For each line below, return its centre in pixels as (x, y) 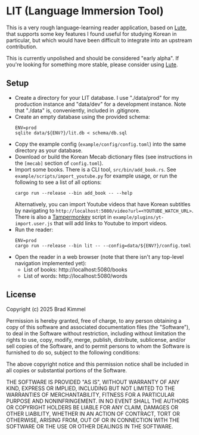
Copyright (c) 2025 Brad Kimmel (46, 309)
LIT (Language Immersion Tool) (85, 11)
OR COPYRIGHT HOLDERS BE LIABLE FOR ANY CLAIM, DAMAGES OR (92, 407)
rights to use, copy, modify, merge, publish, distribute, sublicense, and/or (96, 339)
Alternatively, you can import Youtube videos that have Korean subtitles (102, 204)
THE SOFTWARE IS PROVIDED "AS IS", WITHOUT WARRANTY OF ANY (93, 382)
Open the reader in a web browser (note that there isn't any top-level (99, 257)
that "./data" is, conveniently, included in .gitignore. (77, 110)
